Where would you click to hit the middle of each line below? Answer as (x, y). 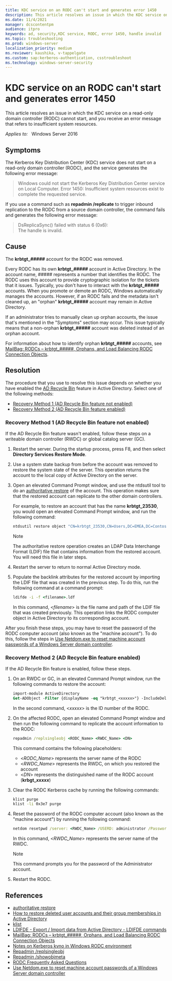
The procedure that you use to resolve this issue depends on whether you (83, 382)
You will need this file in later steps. (50, 557)
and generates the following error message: (51, 215)
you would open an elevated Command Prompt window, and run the (84, 511)
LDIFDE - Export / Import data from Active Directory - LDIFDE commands (90, 930)
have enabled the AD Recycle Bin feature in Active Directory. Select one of (84, 388)
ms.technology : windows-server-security (49, 63)
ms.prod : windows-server (32, 44)
